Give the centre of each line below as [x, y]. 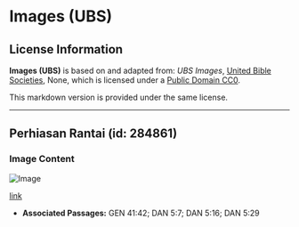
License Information [66, 49]
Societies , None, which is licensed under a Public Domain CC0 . [125, 80]
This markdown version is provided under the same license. [119, 97]
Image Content [42, 159]
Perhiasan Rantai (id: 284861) [93, 134]
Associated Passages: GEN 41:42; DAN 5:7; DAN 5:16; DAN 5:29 [141, 213]
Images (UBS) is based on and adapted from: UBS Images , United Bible [140, 70]
